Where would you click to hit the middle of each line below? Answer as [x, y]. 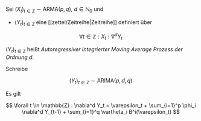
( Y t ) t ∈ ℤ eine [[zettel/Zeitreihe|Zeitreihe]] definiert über [83, 23]
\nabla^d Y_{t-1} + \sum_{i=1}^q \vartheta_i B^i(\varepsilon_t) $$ [101, 111]
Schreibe [17, 69]
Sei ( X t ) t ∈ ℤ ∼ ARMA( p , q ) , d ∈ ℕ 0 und [55, 10]
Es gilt [13, 93]
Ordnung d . [20, 57]
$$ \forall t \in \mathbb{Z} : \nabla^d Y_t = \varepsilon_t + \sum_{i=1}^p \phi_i [101, 105]
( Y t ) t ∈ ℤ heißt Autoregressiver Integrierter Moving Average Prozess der [94, 50]
